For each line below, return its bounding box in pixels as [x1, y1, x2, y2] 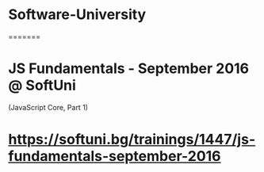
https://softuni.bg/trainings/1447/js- [8, 131, 256, 148]
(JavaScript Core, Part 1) [8, 102, 89, 112]
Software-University [8, 6, 147, 24]
